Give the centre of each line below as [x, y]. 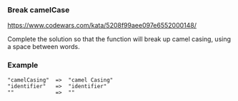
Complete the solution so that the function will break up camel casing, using [119, 39]
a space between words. [44, 47]
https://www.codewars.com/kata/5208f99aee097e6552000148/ [102, 26]
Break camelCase [39, 10]
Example [23, 65]
